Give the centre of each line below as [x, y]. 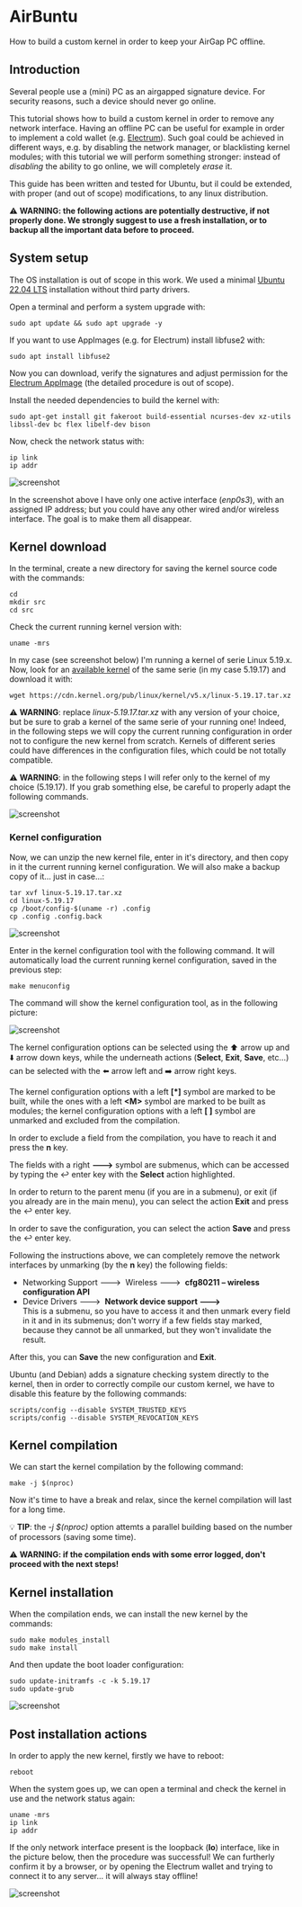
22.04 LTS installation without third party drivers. [100, 289]
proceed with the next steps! [64, 1564]
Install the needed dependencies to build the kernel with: [115, 400]
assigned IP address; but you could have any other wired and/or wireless [144, 509]
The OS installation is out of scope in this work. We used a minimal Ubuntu [147, 280]
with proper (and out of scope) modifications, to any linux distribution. [139, 193]
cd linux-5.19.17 [42, 900]
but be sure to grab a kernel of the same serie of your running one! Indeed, [148, 722]
